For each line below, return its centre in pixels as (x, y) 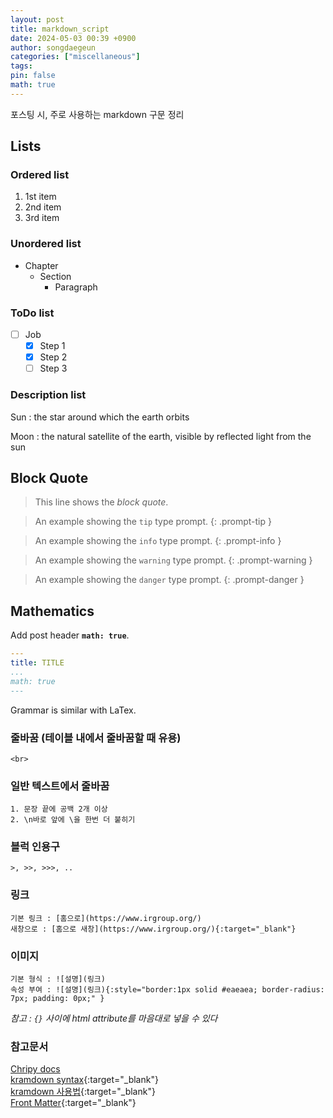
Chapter (41, 265)
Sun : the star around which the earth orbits (100, 417)
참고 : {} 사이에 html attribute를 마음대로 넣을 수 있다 (114, 1018)
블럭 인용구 (35, 847)
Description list (48, 395)
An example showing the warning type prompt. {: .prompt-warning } (173, 560)
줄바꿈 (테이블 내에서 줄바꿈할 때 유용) (96, 738)
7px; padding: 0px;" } (57, 999)
